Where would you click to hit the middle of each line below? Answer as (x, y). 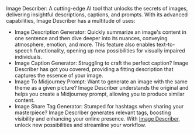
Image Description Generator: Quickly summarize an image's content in (101, 32)
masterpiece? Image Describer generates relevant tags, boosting (93, 112)
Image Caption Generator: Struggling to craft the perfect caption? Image (101, 63)
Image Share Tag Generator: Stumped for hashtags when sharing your (99, 106)
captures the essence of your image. (59, 75)
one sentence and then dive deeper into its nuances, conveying (91, 38)
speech (24, 51)
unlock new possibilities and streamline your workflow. (80, 125)
